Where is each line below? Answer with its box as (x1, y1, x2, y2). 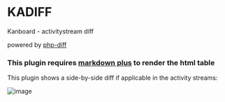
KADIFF (7, 4, 52, 20)
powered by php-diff (7, 40, 67, 49)
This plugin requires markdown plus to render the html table (7, 58, 215, 67)
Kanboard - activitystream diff (7, 27, 94, 35)
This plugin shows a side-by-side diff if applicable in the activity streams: (7, 74, 218, 82)
